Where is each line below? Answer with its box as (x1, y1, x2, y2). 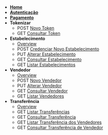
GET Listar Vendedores (17, 93, 64, 99)
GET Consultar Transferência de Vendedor (17, 125, 103, 130)
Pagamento (9, 15, 34, 20)
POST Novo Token (17, 25, 54, 31)
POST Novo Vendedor (17, 77, 62, 83)
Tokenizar (9, 20, 31, 26)
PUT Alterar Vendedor (17, 83, 62, 88)
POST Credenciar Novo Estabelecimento (17, 46, 100, 52)
